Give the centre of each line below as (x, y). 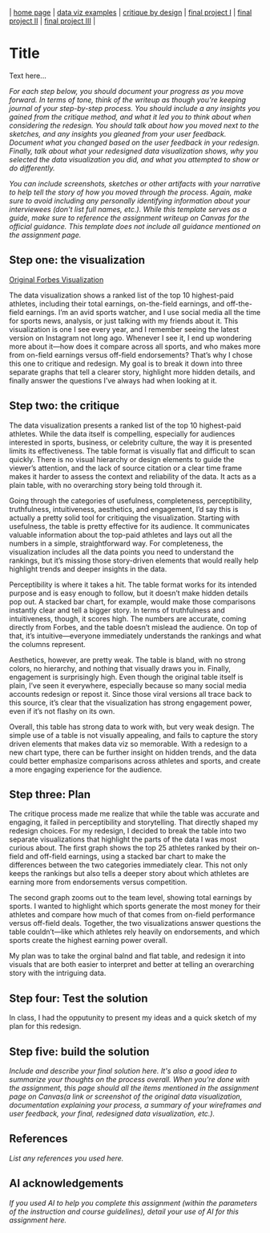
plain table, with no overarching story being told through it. (106, 485)
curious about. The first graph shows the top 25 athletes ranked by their (128, 848)
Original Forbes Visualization (56, 279)
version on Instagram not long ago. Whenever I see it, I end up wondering (130, 338)
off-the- (240, 303)
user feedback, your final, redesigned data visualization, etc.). (112, 1114)
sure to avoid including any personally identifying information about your (130, 200)
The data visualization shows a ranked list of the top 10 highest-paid (122, 295)
